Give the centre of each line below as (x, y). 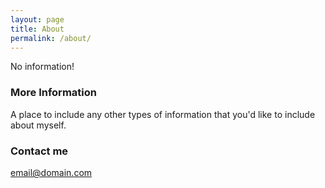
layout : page (37, 19)
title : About (37, 29)
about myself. (38, 125)
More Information (53, 93)
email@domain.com (51, 172)
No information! (42, 67)
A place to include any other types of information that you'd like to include (163, 114)
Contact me (39, 151)
